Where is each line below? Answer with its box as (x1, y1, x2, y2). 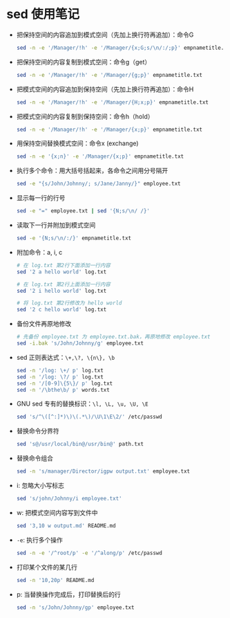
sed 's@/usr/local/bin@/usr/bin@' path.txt (16, 441, 144, 448)
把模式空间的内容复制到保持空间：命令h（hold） (16, 112, 154, 120)
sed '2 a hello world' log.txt (16, 268, 107, 275)
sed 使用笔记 (6, 6, 80, 22)
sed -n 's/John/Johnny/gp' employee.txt (16, 603, 135, 611)
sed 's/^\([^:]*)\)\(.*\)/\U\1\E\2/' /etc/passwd (16, 413, 163, 421)
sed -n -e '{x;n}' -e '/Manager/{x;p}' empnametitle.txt (16, 153, 184, 160)
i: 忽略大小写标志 (16, 482, 65, 490)
